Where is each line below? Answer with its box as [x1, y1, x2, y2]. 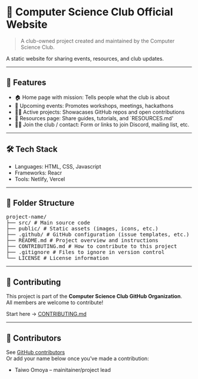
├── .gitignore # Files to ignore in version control [6, 249, 165, 256]
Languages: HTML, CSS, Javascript [14, 163, 101, 170]
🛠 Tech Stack [6, 144, 58, 154]
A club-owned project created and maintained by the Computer [20, 37, 175, 44]
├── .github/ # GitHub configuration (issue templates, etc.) [6, 231, 190, 238]
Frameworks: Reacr [14, 169, 62, 176]
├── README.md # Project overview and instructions [6, 237, 159, 244]
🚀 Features [6, 78, 47, 88]
